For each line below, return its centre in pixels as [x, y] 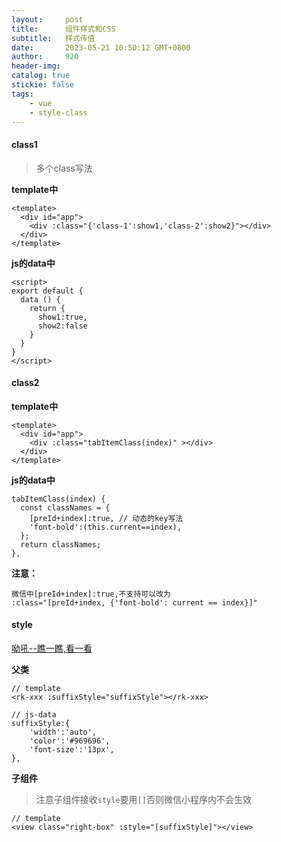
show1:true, [62, 317]
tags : [22, 94]
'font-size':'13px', [72, 749]
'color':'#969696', [70, 741]
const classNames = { [65, 507]
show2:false [62, 326]
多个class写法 [64, 168]
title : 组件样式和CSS [63, 29]
